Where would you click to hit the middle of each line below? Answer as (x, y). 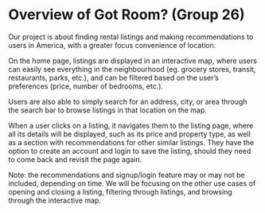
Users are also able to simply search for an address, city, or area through (128, 101)
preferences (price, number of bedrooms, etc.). (86, 86)
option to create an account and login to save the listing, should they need (130, 151)
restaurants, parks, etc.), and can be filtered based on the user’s (113, 77)
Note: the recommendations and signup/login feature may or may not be (127, 175)
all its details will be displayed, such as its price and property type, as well (129, 134)
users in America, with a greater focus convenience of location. (112, 45)
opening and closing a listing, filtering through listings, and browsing (120, 191)
